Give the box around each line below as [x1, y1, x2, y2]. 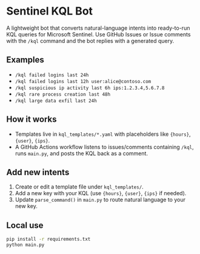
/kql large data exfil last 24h [15, 98, 97, 104]
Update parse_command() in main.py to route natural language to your [15, 196, 186, 204]
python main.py [6, 242, 45, 248]
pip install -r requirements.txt [6, 236, 91, 242]
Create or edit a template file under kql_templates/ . [15, 183, 144, 190]
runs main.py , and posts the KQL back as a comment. [15, 150, 148, 157]
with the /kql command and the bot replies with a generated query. [6, 37, 175, 44]
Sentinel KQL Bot [6, 4, 93, 18]
